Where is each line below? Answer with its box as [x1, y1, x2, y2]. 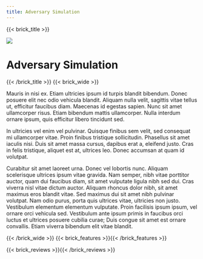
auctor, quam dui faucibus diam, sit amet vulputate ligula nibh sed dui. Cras [6, 177, 195, 185]
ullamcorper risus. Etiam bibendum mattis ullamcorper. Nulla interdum [6, 109, 181, 116]
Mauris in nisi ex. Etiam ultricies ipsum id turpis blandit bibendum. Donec [6, 90, 188, 97]
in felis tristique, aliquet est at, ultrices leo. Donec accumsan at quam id [6, 146, 185, 154]
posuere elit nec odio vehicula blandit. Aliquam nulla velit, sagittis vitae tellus [6, 96, 198, 103]
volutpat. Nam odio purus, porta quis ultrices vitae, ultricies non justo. [6, 197, 181, 204]
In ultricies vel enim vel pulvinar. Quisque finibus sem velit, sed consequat [6, 127, 191, 134]
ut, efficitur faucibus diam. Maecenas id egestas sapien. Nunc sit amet [6, 102, 182, 110]
